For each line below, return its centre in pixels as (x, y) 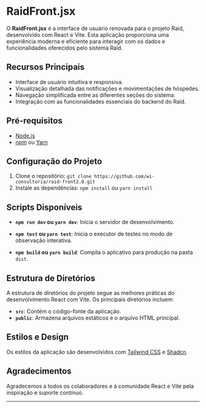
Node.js (25, 136)
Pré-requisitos (35, 121)
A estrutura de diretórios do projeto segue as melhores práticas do (90, 293)
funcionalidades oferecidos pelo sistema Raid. (65, 48)
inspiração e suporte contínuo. (45, 392)
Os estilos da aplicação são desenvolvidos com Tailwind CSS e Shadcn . (97, 352)
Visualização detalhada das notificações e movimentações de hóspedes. (107, 88)
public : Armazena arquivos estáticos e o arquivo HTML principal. (97, 318)
